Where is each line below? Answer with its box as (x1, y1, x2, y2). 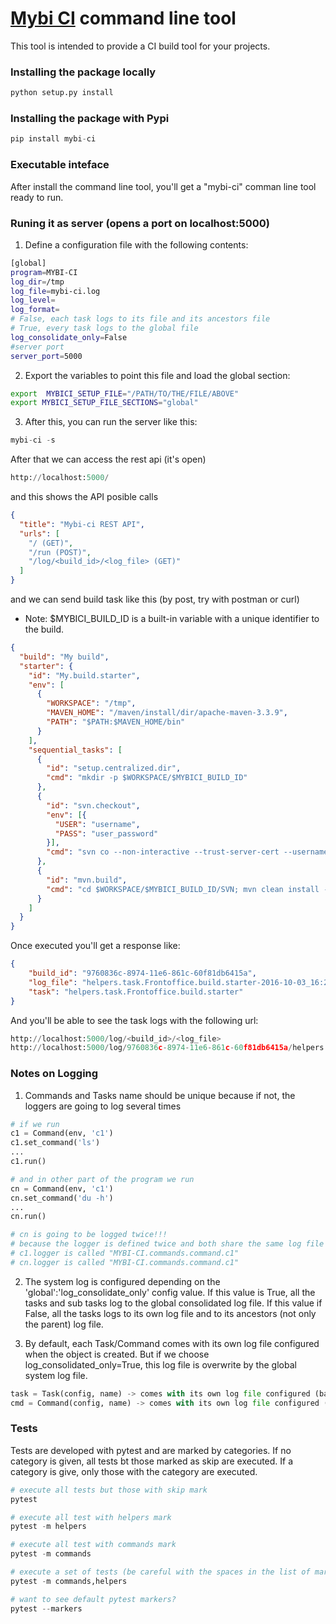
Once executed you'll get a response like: (10, 940, 181, 952)
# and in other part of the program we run (10, 1174, 195, 1184)
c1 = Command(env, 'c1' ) (10, 1128, 114, 1139)
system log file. (24, 1369, 88, 1381)
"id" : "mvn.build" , (46, 875, 128, 885)
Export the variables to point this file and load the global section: (24, 369, 291, 381)
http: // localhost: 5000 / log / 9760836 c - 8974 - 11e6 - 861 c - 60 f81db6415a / (10, 1043, 293, 1053)
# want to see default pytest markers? (10, 1594, 177, 1604)
